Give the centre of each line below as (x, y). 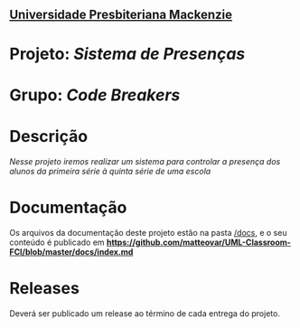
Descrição (49, 136)
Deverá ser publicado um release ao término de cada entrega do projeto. (145, 313)
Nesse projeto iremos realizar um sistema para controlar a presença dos (145, 161)
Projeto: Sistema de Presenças (127, 54)
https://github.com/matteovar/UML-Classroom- (199, 242)
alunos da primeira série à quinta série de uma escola (110, 171)
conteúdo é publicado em (57, 242)
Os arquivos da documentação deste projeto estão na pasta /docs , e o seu (148, 232)
